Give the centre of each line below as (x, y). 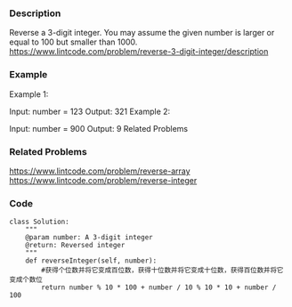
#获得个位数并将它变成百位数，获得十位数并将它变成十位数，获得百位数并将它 (162, 271)
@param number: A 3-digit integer (89, 238)
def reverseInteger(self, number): (91, 261)
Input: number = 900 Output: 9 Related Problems (99, 128)
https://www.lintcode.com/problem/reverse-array (100, 171)
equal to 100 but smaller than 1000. (73, 42)
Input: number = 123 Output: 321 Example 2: (90, 111)
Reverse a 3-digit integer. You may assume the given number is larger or (142, 33)
